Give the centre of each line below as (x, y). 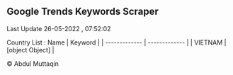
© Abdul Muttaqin (33, 64)
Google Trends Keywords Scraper (83, 12)
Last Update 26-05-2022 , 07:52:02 (59, 28)
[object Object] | (30, 50)
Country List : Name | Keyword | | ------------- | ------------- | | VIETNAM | (116, 42)
